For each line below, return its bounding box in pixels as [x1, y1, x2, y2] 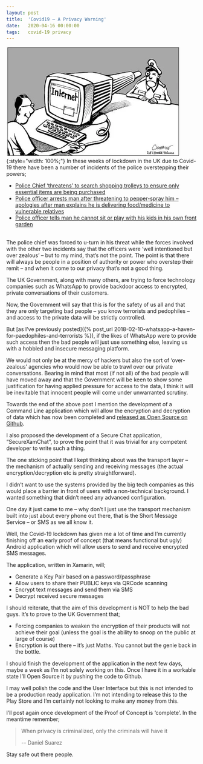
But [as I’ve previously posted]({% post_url [6, 326, 113, 333]
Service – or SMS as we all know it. [6, 518, 94, 526]
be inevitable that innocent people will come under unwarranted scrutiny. [6, 389, 188, 397]
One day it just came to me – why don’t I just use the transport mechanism [6, 506, 191, 513]
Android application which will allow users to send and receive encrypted [6, 543, 188, 551]
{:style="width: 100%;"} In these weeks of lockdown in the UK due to [6, 158, 178, 165]
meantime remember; [6, 715, 60, 723]
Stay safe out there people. [6, 751, 74, 758]
